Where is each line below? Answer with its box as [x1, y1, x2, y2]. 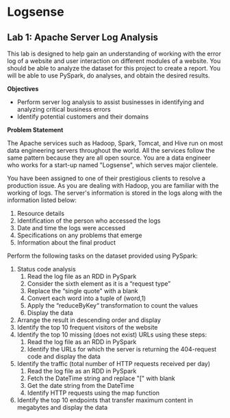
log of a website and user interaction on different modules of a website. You [7, 57, 221, 65]
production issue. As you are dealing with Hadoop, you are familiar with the [7, 182, 219, 189]
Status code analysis [16, 265, 77, 273]
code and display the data [27, 352, 101, 360]
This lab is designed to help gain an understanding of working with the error [7, 49, 221, 58]
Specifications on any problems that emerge [16, 231, 142, 239]
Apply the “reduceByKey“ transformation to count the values [27, 302, 199, 309]
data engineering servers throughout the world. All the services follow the [7, 147, 216, 154]
